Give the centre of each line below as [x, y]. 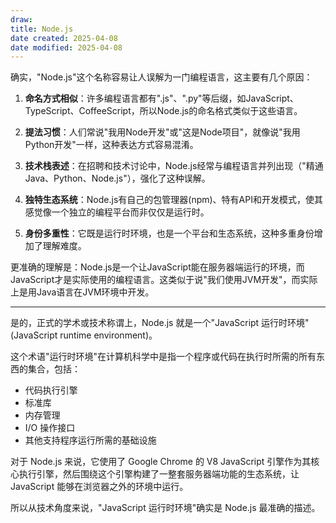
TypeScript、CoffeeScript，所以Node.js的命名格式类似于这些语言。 [163, 111]
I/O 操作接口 [50, 428]
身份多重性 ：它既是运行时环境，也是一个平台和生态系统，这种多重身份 [169, 233]
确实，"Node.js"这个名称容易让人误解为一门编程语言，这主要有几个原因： [161, 77]
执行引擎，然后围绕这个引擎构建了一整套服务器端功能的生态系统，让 [159, 474]
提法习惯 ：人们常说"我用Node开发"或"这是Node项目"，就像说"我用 [162, 132]
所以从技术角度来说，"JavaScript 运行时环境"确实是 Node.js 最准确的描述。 [165, 508]
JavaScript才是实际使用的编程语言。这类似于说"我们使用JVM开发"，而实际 [164, 280]
